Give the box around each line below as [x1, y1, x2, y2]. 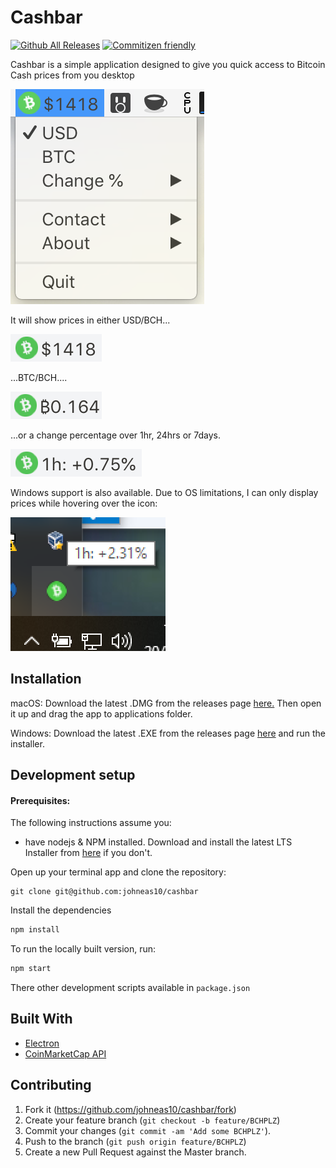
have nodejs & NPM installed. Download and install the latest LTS [24, 836, 293, 848]
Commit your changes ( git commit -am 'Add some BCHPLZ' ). [24, 1124, 272, 1136]
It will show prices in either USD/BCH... [10, 314, 171, 326]
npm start [10, 964, 52, 974]
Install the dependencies [10, 904, 112, 916]
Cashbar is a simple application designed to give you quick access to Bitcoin [10, 58, 326, 70]
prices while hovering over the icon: [10, 497, 158, 509]
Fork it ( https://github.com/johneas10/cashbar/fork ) [24, 1103, 237, 1115]
